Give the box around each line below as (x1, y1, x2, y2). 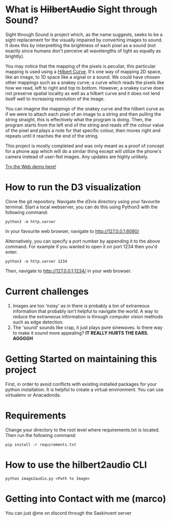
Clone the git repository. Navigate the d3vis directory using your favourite (5, 198, 160, 204)
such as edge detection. (12, 319, 64, 325)
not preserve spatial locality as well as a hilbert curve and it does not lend (5, 90, 160, 96)
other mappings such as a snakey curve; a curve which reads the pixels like (5, 79, 164, 85)
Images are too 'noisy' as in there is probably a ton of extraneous (12, 302, 150, 309)
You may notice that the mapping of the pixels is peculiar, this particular (5, 63, 156, 69)
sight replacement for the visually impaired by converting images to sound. (5, 37, 163, 43)
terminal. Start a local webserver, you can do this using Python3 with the (5, 204, 158, 210)
